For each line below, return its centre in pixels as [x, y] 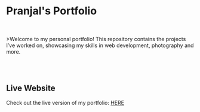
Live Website [31, 88]
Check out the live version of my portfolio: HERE [65, 102]
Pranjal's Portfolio [52, 11]
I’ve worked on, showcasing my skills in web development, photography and [100, 45]
